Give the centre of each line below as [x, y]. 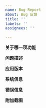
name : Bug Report [23, 10]
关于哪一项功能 [20, 47]
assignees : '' [20, 28]
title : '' [15, 19]
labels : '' [16, 24]
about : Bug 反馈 [21, 14]
